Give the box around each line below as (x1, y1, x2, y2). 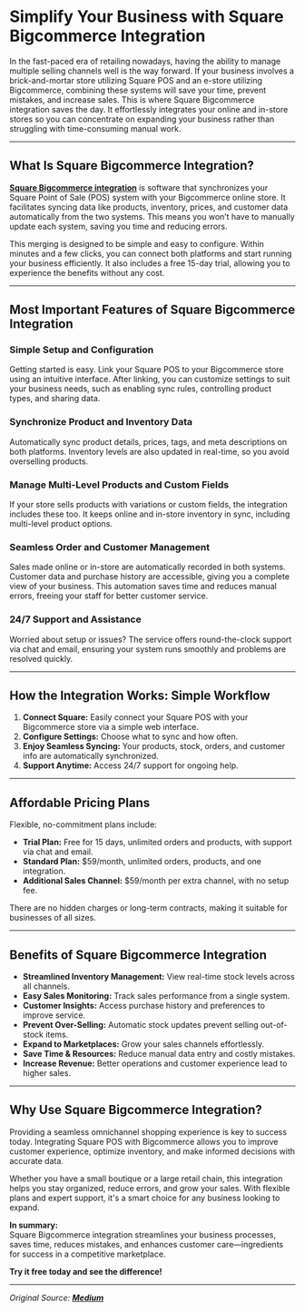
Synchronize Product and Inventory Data (9, 416, 193, 429)
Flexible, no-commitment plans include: (9, 819, 157, 830)
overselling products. (9, 456, 89, 467)
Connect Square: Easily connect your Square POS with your (22, 712, 249, 723)
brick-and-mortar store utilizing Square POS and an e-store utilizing (9, 74, 263, 85)
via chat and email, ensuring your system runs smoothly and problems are (9, 643, 287, 655)
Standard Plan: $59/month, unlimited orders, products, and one (22, 856, 261, 867)
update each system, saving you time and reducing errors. (9, 221, 228, 232)
